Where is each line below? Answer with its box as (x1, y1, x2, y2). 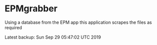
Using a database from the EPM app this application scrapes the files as (4, 19, 152, 25)
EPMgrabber (4, 3, 58, 14)
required (4, 24, 22, 30)
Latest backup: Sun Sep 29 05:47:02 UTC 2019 (4, 34, 101, 40)
